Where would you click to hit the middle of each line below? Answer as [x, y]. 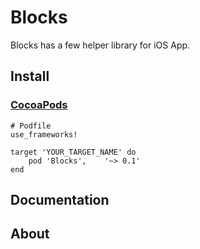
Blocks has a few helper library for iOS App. [100, 45]
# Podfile [31, 126]
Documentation [60, 200]
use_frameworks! [44, 134]
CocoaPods [39, 105]
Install [30, 76]
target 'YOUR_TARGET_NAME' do [73, 152]
